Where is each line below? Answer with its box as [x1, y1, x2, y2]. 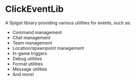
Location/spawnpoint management [12, 45, 84, 51]
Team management [12, 40, 52, 45]
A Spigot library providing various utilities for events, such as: [5, 20, 131, 26]
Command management [12, 29, 62, 35]
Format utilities [12, 61, 43, 67]
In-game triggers [12, 50, 47, 56]
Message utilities [12, 66, 47, 72]
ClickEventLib [5, 3, 64, 15]
